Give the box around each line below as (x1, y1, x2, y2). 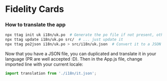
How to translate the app (5, 21, 66, 28)
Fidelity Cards (5, 3, 64, 15)
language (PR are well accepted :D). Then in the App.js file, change (5, 56, 143, 62)
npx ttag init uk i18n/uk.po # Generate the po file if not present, (5, 32, 155, 38)
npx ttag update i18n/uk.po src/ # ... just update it (5, 37, 123, 42)
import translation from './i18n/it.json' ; (5, 71, 97, 76)
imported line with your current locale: (5, 61, 83, 68)
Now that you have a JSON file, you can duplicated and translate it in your (5, 51, 157, 57)
